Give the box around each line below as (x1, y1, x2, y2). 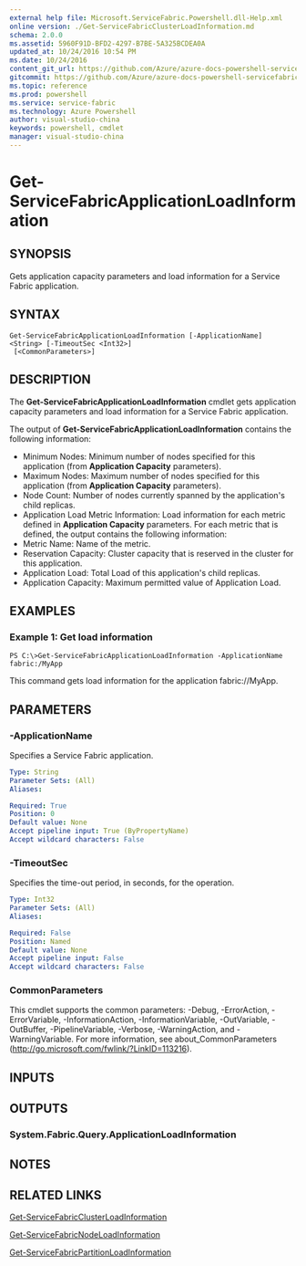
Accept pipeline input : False (9, 954, 125, 963)
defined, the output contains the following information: (22, 528, 228, 539)
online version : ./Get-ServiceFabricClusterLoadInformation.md (9, 22, 255, 31)
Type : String (9, 768, 59, 777)
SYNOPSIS (9, 246, 72, 262)
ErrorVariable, (9, 1014, 62, 1025)
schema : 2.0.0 (9, 30, 64, 39)
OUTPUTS (9, 1101, 68, 1116)
